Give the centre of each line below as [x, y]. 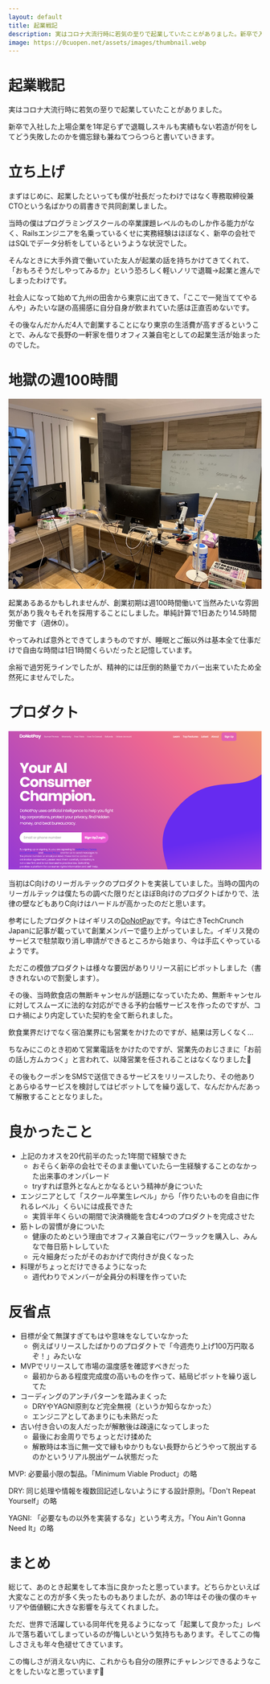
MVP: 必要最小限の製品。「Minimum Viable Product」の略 [103, 1473]
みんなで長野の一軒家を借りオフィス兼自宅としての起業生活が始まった [145, 335]
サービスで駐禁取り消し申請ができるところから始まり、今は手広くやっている [135, 941]
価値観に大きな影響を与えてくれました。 [96, 1607]
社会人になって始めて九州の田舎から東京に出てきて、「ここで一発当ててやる [133, 298]
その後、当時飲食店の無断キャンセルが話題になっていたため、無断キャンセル [135, 994]
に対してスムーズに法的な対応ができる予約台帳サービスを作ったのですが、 [131, 1005]
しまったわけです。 [40, 281]
